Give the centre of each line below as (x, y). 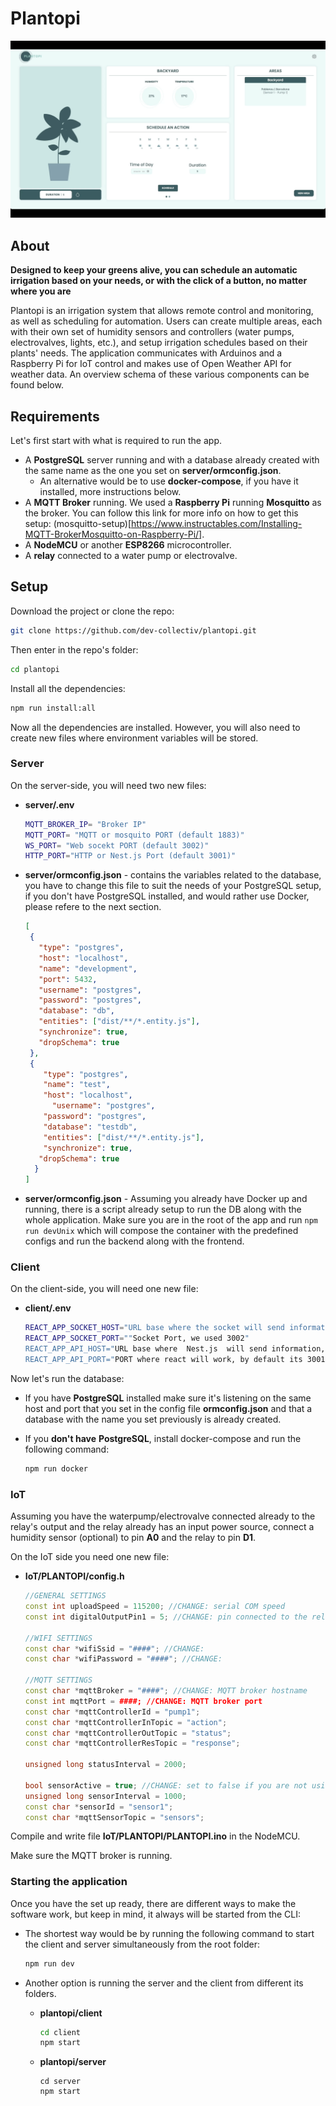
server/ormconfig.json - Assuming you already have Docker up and (166, 1199)
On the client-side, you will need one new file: (104, 1289)
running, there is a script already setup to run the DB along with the (163, 1209)
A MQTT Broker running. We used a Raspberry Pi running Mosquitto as (173, 503)
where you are (41, 291)
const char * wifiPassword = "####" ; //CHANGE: (123, 1659)
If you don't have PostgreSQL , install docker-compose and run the (163, 1438)
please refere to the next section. (93, 907)
